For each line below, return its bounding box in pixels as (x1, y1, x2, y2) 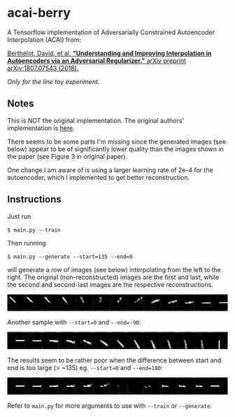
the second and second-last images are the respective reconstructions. (7, 280, 213, 288)
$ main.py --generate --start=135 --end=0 (7, 253, 133, 260)
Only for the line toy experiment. (7, 77, 100, 85)
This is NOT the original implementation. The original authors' (7, 116, 185, 125)
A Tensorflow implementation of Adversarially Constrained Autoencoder (7, 28, 215, 36)
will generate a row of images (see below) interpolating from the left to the (7, 265, 222, 274)
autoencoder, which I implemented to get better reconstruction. (7, 173, 190, 181)
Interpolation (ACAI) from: (7, 35, 82, 43)
